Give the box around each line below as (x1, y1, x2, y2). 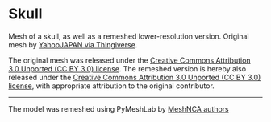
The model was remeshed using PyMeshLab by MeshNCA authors (8, 104, 229, 113)
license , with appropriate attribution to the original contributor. (8, 81, 215, 91)
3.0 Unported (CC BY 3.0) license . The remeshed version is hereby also (8, 63, 247, 73)
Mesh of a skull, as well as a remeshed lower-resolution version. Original (8, 31, 249, 41)
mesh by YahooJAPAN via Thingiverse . (8, 39, 138, 49)
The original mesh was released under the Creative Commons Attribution (8, 55, 252, 65)
